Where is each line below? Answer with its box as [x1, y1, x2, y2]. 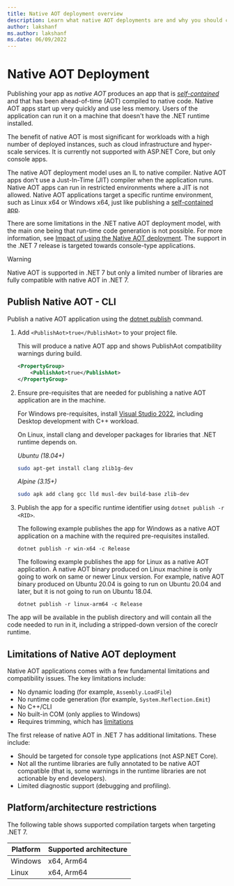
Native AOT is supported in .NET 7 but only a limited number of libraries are [7, 268, 224, 277]
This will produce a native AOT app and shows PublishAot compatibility [17, 342, 222, 350]
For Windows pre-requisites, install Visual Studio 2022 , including [17, 409, 203, 418]
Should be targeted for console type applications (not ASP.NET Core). [17, 752, 218, 760]
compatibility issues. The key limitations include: [7, 674, 146, 683]
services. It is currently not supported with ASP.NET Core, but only [24, 147, 216, 156]
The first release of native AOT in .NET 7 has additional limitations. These [7, 731, 217, 739]
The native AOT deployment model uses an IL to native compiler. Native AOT [7, 168, 226, 177]
